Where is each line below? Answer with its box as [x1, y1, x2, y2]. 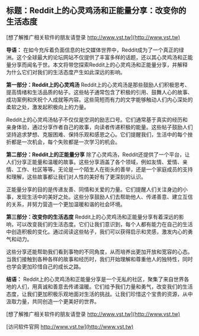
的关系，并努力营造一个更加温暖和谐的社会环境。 [6, 201, 126, 208]
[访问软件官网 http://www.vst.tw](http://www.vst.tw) [6, 323, 134, 330]
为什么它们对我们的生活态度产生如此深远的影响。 [6, 68, 126, 75]
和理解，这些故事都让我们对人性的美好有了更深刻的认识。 [6, 173, 146, 180]
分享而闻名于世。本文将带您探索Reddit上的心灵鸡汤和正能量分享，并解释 [11, 61, 188, 68]
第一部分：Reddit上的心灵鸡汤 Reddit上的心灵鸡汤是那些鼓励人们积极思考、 [6, 81, 190, 88]
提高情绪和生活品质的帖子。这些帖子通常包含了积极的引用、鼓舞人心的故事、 [6, 88, 193, 96]
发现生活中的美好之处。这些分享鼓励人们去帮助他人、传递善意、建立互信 [16, 193, 193, 200]
